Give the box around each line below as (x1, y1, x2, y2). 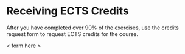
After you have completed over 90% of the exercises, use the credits (6, 24, 180, 31)
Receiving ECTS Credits (6, 4, 129, 18)
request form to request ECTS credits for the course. (6, 30, 139, 37)
